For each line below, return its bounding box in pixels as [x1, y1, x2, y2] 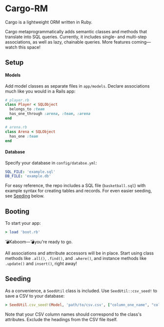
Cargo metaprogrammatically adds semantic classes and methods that [5, 28, 147, 34]
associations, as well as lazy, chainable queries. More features [5, 39, 131, 45]
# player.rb [5, 97, 29, 103]
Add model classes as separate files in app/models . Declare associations [5, 83, 150, 89]
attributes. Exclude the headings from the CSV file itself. [5, 316, 118, 322]
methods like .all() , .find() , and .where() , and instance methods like [5, 256, 147, 261]
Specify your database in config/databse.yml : [5, 160, 98, 165]
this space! [18, 44, 41, 50]
